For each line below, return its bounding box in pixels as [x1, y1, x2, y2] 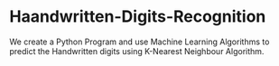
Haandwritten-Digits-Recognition [9, 6, 266, 27]
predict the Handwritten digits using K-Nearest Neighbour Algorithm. [9, 45, 265, 56]
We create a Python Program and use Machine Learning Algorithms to [9, 36, 270, 47]
